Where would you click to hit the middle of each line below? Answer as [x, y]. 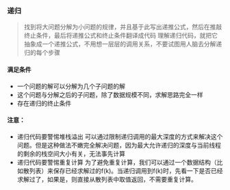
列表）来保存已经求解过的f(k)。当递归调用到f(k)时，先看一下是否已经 [126, 171]
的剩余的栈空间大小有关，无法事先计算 [71, 153]
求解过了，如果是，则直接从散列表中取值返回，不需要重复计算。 [107, 179]
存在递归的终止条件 [44, 103]
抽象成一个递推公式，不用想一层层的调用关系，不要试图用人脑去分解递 [123, 44]
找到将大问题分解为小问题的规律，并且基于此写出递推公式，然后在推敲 [123, 27]
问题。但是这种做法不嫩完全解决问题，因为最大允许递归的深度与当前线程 [119, 145]
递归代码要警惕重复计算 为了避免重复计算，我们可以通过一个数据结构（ [117, 162]
